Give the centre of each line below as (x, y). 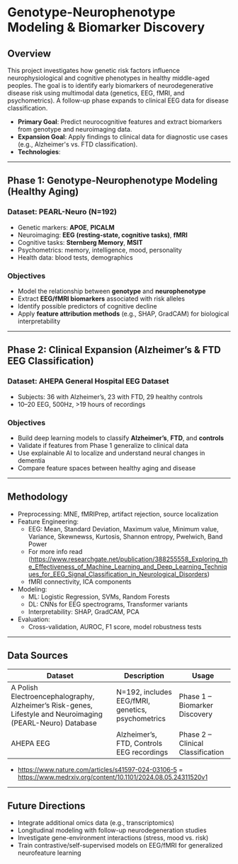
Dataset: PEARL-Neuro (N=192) (62, 212)
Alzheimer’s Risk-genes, (52, 705)
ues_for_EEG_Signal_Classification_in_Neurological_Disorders (118, 574)
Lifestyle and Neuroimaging (57, 714)
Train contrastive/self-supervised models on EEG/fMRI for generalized (120, 846)
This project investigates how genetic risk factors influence (94, 70)
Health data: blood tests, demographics (75, 257)
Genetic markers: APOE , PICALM (66, 227)
